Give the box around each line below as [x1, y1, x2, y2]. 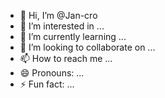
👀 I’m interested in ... [19, 20, 105, 32]
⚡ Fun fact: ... [19, 78, 75, 90]
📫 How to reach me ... [19, 53, 113, 64]
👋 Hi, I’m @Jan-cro [19, 10, 98, 21]
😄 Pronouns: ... [19, 67, 85, 79]
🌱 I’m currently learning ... [19, 31, 127, 42]
